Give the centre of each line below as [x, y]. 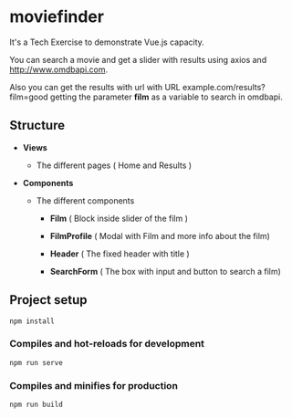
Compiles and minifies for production [94, 385]
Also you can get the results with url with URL [95, 87]
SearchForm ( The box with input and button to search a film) [165, 271]
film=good [29, 97]
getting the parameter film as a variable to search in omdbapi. [166, 97]
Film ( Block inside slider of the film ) [119, 218]
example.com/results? [224, 87]
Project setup [49, 300]
